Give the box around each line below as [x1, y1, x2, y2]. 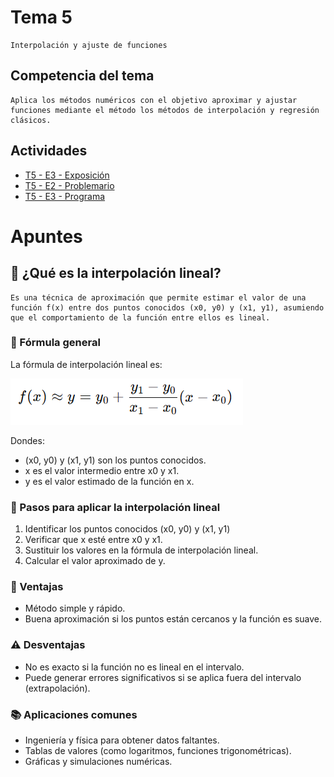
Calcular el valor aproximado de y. [24, 555, 166, 567]
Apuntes [10, 225, 83, 248]
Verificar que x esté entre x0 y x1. [24, 534, 163, 546]
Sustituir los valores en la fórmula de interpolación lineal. [24, 544, 259, 556]
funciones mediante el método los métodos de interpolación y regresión [10, 105, 320, 115]
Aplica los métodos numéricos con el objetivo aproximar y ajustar [10, 95, 298, 105]
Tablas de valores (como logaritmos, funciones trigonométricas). [24, 745, 292, 757]
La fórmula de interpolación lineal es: [10, 358, 163, 370]
